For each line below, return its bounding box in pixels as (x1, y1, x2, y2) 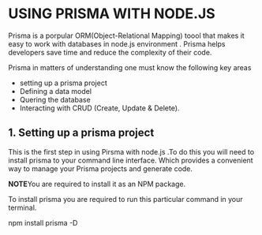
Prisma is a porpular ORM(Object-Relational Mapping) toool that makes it (8, 31, 245, 40)
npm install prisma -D (8, 218, 78, 227)
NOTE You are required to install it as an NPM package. (8, 179, 186, 188)
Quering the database (19, 95, 91, 104)
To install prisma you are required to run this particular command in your (8, 194, 243, 203)
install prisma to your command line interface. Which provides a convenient (8, 155, 254, 165)
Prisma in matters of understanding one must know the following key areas (8, 62, 252, 72)
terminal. (8, 203, 37, 212)
